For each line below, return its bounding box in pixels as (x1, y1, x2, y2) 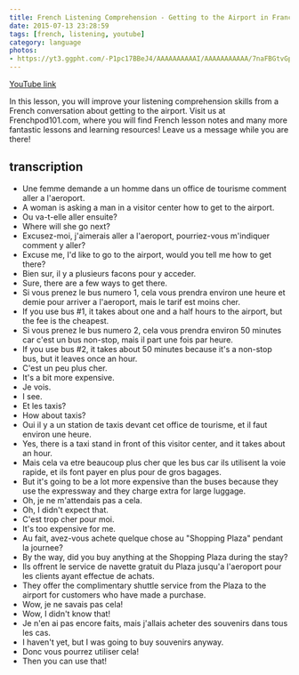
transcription (9, 159, 84, 174)
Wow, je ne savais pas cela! (21, 599, 124, 609)
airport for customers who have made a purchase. (21, 589, 206, 600)
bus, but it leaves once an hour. (21, 353, 138, 364)
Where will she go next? (21, 221, 111, 231)
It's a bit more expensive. (21, 372, 116, 382)
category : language (9, 37, 82, 47)
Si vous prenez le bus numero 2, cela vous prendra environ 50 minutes (21, 325, 282, 335)
